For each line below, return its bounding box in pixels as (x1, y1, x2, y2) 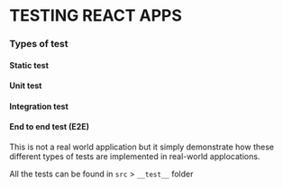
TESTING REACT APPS (9, 5, 183, 26)
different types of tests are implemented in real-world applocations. (9, 151, 260, 162)
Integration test (9, 101, 69, 112)
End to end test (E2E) (9, 121, 90, 132)
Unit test (9, 80, 42, 91)
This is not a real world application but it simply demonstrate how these (9, 141, 275, 153)
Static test (9, 59, 50, 70)
